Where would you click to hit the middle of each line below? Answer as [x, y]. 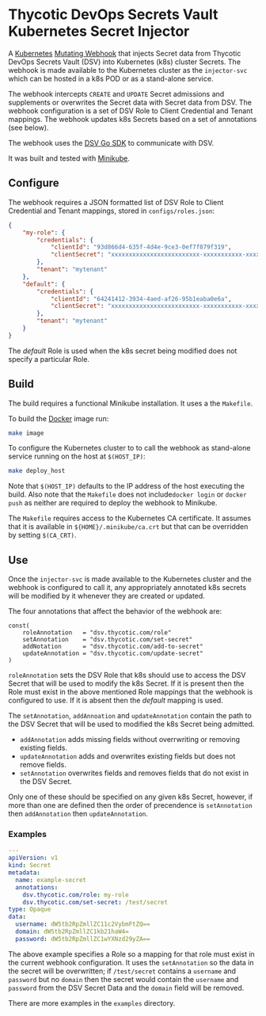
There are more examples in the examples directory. [92, 1003]
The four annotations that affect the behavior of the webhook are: [115, 611]
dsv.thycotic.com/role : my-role [76, 895]
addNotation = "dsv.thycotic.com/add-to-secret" [113, 647]
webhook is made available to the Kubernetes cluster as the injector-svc [128, 70]
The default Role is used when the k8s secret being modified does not [123, 351]
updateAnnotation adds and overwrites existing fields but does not [127, 756]
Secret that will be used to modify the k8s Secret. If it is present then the [126, 683]
